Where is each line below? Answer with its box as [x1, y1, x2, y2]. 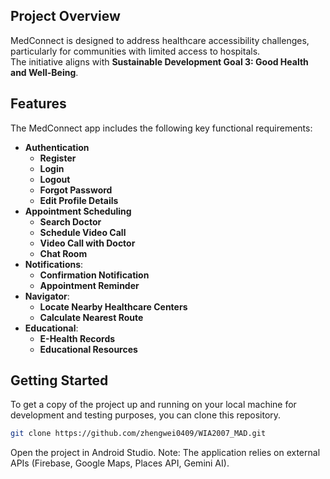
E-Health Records [39, 332, 116, 344]
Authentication [24, 141, 90, 153]
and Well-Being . [10, 66, 79, 78]
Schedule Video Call [39, 226, 127, 238]
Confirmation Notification [39, 269, 150, 281]
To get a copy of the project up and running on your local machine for [10, 399, 297, 411]
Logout [39, 173, 71, 185]
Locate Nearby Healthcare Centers [39, 300, 188, 313]
